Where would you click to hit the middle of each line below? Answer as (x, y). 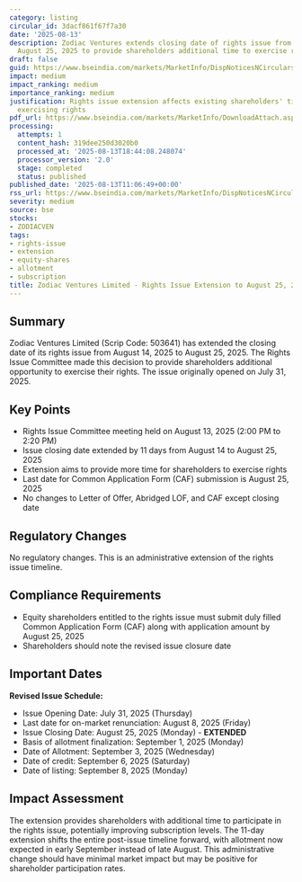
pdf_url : (26, 118)
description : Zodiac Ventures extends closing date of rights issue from (151, 43)
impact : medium (38, 76)
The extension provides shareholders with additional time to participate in (145, 820)
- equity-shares (40, 260)
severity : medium (42, 202)
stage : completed (50, 168)
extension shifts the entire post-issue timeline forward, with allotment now (147, 839)
